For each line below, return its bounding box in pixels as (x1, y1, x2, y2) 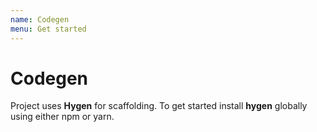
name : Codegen (10, 14, 70, 25)
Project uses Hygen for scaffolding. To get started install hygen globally (10, 100, 308, 112)
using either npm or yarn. (10, 111, 115, 123)
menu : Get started (10, 24, 87, 34)
